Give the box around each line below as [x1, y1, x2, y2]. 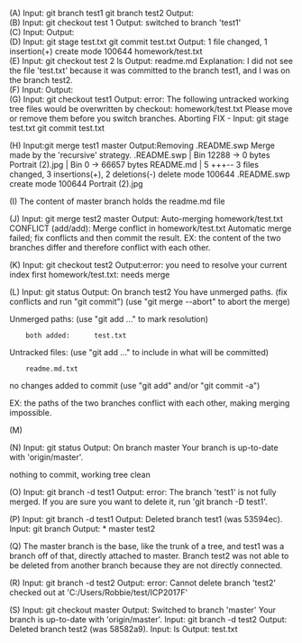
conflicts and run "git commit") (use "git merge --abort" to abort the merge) [9, 297, 290, 307]
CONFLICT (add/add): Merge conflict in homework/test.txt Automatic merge [9, 223, 292, 234]
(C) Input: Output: [9, 27, 75, 37]
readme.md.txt [25, 364, 78, 373]
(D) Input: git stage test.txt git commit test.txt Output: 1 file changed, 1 [9, 36, 268, 47]
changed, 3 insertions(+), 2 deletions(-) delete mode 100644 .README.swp [9, 169, 290, 179]
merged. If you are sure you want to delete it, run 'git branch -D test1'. [9, 496, 268, 507]
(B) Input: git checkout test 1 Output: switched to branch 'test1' [9, 17, 242, 28]
